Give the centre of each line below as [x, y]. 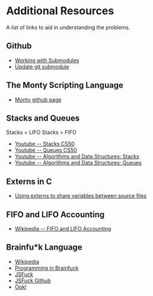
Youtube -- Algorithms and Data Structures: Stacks [77, 157]
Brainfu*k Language [44, 247]
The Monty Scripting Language [65, 85]
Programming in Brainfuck [47, 268]
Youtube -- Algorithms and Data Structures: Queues [78, 163]
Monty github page [38, 100]
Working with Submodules [47, 60]
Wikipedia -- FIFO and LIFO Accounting [63, 229]
